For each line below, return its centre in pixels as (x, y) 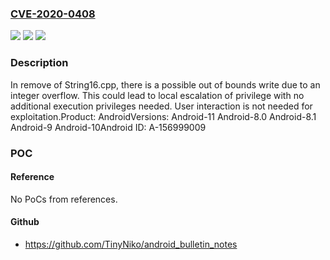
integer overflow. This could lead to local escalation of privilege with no (157, 95)
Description (39, 63)
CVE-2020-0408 (53, 14)
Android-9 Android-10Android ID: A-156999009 (108, 127)
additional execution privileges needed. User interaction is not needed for (161, 106)
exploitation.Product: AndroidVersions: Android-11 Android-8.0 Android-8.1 (163, 116)
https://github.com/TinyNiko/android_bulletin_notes (131, 244)
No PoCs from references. (64, 199)
